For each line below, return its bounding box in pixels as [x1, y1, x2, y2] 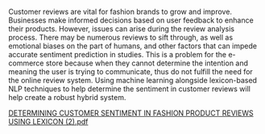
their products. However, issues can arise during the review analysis [8, 24, 235, 33]
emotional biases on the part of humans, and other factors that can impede [8, 41, 258, 51]
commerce [8, 58, 44, 68]
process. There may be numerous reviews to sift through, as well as [8, 32, 234, 42]
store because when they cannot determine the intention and [45, 58, 248, 68]
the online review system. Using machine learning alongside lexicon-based [8, 76, 258, 85]
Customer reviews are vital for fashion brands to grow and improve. [8, 7, 232, 16]
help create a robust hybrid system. [8, 93, 126, 102]
